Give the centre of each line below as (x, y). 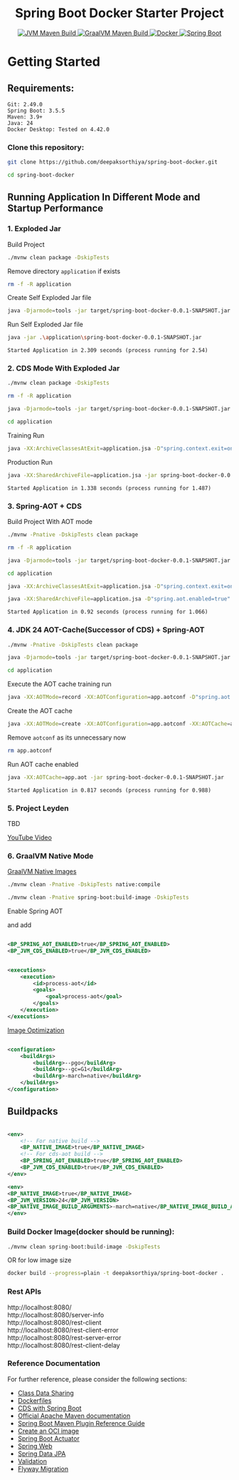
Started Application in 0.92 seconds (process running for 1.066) (108, 612)
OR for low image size (39, 1260)
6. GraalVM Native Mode (51, 856)
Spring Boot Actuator (48, 1438)
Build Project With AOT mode (50, 522)
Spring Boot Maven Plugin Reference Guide (81, 1423)
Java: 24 (20, 123)
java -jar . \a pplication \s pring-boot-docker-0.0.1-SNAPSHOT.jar (105, 338)
